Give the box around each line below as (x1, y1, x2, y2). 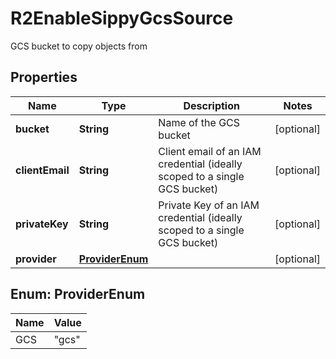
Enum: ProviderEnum (10, 286, 146, 303)
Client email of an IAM (158, 144, 262, 158)
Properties (10, 69, 78, 86)
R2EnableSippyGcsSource (10, 7, 234, 30)
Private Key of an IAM (158, 198, 260, 212)
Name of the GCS (158, 115, 241, 129)
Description (183, 98, 240, 112)
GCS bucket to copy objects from (10, 40, 148, 52)
